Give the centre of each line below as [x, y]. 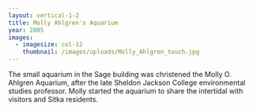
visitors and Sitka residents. [53, 99]
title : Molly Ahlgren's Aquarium [63, 23]
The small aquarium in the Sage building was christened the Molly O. [120, 74]
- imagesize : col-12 [49, 45]
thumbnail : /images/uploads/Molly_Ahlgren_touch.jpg [111, 52]
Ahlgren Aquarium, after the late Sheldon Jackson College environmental [127, 82]
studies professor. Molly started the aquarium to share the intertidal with [126, 91]
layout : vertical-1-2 [44, 15]
